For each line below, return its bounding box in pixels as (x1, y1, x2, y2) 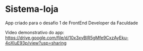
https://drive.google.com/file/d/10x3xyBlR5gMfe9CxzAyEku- (5, 35, 129, 41)
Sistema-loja (5, 3, 58, 15)
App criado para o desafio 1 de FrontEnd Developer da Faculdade (5, 20, 139, 26)
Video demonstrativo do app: (5, 29, 64, 35)
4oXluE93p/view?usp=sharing (5, 40, 67, 46)
